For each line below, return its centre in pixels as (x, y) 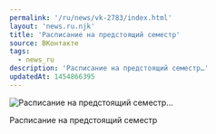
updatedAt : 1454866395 (52, 77)
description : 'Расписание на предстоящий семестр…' (109, 69)
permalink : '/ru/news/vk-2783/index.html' (91, 18)
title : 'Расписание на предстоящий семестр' (95, 34)
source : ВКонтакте (44, 43)
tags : (20, 52)
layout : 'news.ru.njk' (52, 26)
